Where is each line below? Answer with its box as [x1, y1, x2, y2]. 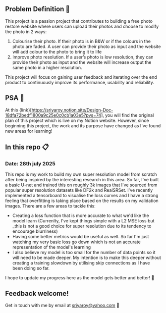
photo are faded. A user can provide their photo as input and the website [12, 43, 161, 50]
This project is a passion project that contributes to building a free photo [5, 18, 153, 24]
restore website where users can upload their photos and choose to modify [5, 23, 159, 29]
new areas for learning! [5, 128, 53, 134]
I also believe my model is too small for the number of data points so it [12, 250, 156, 256]
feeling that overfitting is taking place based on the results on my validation [5, 198, 159, 204]
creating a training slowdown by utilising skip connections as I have [12, 260, 150, 266]
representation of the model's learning [12, 244, 91, 250]
